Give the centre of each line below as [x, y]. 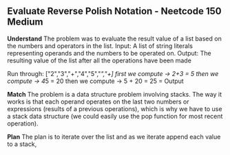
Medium [25, 22]
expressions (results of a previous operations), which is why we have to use [115, 108]
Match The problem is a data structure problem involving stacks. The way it [115, 94]
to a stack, [22, 144]
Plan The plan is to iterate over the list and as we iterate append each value [114, 136]
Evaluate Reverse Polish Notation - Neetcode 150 [114, 11]
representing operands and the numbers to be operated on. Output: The [109, 53]
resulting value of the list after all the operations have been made [99, 60]
